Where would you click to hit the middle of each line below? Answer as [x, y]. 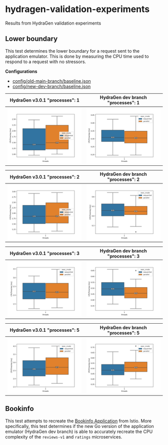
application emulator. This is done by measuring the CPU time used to [77, 56]
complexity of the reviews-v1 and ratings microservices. [64, 436]
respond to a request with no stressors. [46, 62]
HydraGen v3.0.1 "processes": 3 [45, 254]
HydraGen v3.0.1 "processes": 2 [45, 177]
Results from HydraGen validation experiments [53, 23]
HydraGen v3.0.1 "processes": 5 [45, 330]
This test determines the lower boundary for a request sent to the [72, 51]
